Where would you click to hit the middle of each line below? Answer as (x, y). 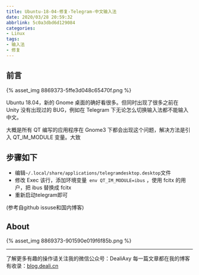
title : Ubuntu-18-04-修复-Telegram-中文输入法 (62, 12)
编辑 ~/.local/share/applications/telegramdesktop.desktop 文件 (93, 173)
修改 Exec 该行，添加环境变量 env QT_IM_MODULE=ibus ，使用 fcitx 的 (98, 180)
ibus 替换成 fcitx (52, 187)
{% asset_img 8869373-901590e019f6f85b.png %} (69, 241)
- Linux (16, 34)
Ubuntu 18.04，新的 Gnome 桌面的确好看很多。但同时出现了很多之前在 (92, 102)
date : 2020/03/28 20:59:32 (39, 17)
